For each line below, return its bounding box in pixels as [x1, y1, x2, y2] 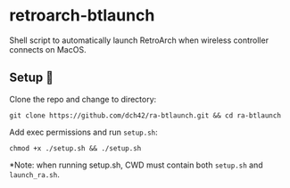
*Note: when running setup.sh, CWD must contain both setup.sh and [9, 159, 263, 170]
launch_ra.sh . [9, 168, 60, 179]
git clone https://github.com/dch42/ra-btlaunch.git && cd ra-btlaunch [9, 110, 281, 120]
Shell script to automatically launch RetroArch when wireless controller [9, 35, 269, 45]
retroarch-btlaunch [9, 5, 155, 26]
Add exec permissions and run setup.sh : [9, 127, 158, 137]
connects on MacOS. [9, 44, 87, 54]
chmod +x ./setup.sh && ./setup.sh [9, 143, 142, 152]
